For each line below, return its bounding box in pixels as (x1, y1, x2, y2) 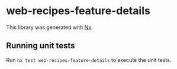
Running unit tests (6, 41, 75, 51)
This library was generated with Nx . (6, 24, 93, 31)
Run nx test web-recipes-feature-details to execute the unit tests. (6, 56, 172, 63)
